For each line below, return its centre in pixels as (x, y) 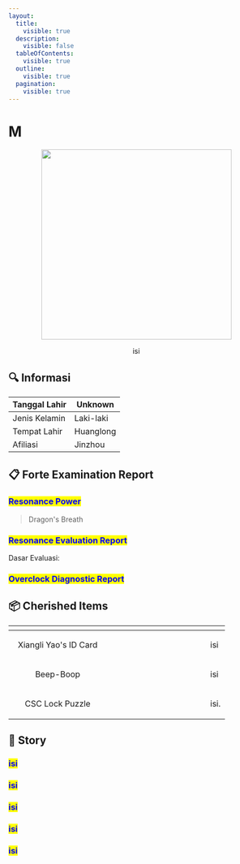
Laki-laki (91, 419)
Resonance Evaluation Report (68, 540)
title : (27, 24)
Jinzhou (90, 445)
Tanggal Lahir (40, 405)
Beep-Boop (58, 674)
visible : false (49, 46)
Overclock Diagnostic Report (66, 579)
